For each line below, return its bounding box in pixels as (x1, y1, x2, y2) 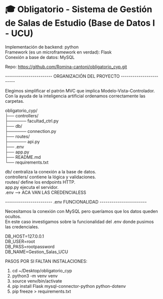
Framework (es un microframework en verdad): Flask (5, 49, 112, 55)
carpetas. (5, 98, 24, 104)
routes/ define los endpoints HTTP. (5, 179, 76, 185)
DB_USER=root (5, 238, 35, 244)
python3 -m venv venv (12, 273, 58, 279)
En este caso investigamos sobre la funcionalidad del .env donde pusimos (5, 219, 154, 224)
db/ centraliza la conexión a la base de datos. (5, 168, 97, 174)
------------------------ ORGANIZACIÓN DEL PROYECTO (5, 73, 120, 79)
